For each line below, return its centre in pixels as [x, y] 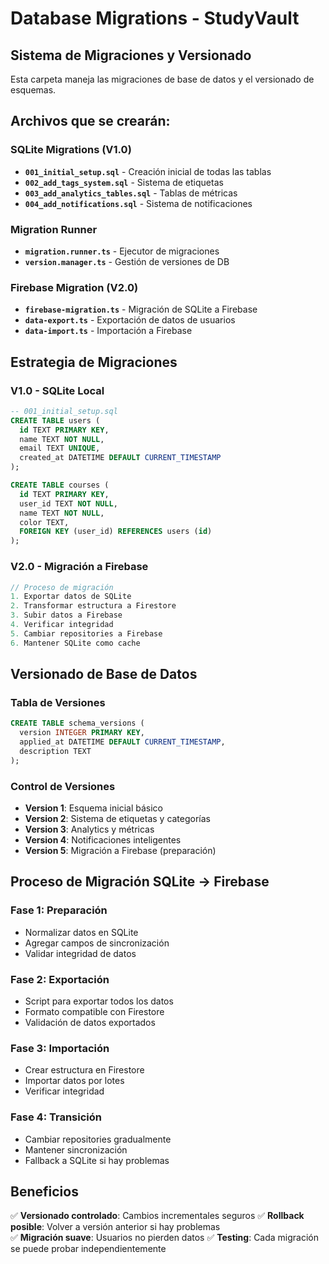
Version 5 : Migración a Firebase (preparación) [120, 850]
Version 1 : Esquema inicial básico [93, 808]
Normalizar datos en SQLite [81, 932]
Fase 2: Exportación [60, 979]
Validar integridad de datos [80, 953]
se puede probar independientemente [88, 1249]
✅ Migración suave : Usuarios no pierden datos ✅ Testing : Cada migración [165, 1238]
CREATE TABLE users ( [55, 420]
